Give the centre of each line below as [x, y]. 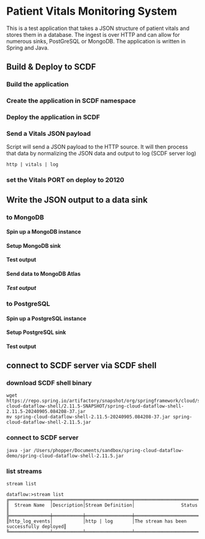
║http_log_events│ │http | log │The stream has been [97, 521]
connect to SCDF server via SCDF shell [81, 366]
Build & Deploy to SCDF [51, 67]
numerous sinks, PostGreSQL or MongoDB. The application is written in [96, 41]
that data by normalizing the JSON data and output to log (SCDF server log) [101, 154]
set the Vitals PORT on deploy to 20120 [65, 180]
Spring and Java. [28, 48]
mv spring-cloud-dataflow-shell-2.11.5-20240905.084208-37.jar [88, 417]
